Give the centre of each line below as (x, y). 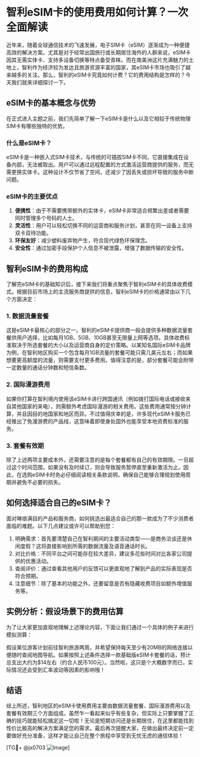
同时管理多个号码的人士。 (46, 218)
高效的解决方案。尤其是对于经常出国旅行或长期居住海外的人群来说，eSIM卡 (99, 52)
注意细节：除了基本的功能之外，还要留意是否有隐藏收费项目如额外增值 (101, 583)
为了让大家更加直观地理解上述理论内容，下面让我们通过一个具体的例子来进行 (100, 627)
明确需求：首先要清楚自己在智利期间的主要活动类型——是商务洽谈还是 (101, 538)
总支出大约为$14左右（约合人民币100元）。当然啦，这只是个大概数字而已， (97, 662)
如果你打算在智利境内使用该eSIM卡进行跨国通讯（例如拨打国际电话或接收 (96, 399)
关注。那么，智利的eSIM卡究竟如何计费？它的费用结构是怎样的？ (106, 75)
